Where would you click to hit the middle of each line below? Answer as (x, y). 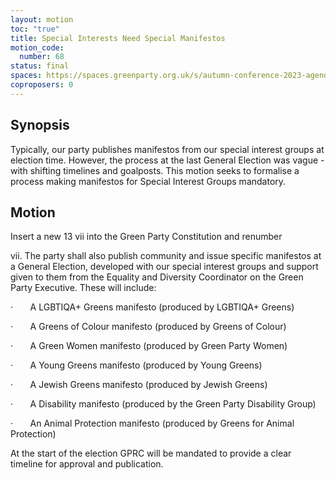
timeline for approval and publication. (87, 464)
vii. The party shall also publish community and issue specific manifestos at (166, 256)
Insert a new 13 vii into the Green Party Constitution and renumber (146, 237)
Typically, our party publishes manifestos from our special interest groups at (167, 149)
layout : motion (42, 19)
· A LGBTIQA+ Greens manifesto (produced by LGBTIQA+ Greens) (152, 307)
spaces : (26, 76)
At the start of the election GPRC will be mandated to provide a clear (151, 453)
